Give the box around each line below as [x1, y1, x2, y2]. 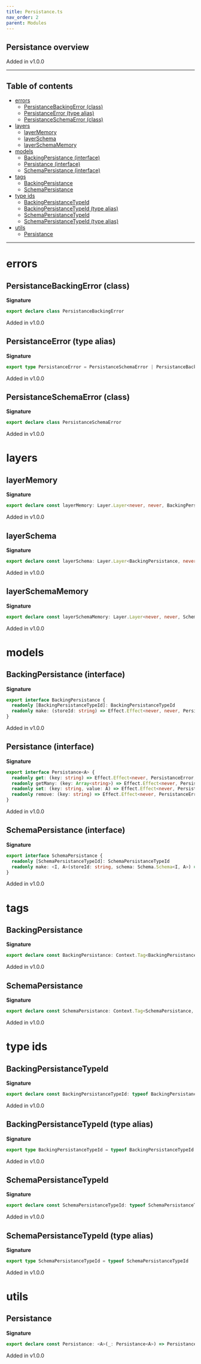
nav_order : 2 [6, 14, 39, 20]
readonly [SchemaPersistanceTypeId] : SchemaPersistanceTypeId [11, 858, 170, 864]
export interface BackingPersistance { [6, 697, 106, 703]
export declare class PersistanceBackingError [6, 308, 124, 314]
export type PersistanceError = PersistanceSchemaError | [6, 363, 154, 370]
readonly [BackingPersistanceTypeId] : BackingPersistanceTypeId [11, 702, 175, 708]
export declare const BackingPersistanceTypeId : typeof [6, 1091, 148, 1097]
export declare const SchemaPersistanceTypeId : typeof [6, 1202, 146, 1208]
